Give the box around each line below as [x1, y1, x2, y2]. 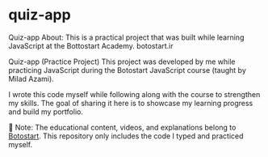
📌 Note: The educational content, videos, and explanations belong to [8, 122, 237, 132]
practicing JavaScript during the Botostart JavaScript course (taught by [8, 65, 246, 74]
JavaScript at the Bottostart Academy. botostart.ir [8, 40, 174, 50]
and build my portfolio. [8, 107, 83, 117]
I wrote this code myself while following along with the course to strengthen [8, 89, 261, 99]
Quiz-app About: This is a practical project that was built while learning [8, 32, 245, 42]
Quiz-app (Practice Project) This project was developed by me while [8, 57, 236, 66]
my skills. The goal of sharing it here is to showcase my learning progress [8, 98, 253, 108]
